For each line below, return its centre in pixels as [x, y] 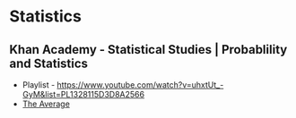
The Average [46, 104]
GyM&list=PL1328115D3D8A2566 [83, 94]
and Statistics [48, 63]
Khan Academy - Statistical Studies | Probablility [148, 50]
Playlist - [39, 85]
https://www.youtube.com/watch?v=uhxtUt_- [140, 85]
